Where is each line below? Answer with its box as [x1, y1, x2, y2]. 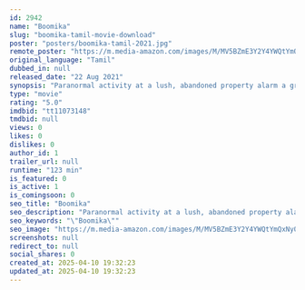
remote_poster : [9, 47, 67, 56]
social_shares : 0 [9, 250, 75, 259]
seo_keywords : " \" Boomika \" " [9, 215, 120, 225]
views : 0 [9, 124, 43, 133]
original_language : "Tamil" [9, 55, 116, 65]
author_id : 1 [9, 148, 59, 157]
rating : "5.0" [9, 97, 64, 107]
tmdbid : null [9, 115, 59, 124]
